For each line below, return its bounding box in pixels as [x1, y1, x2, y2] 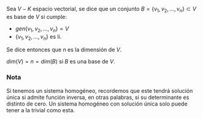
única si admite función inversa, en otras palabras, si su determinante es [6, 93, 190, 101]
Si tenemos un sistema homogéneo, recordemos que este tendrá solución [6, 87, 193, 94]
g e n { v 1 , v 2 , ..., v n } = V [15, 24, 69, 34]
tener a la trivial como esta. [6, 106, 75, 114]
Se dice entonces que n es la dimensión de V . [6, 46, 122, 54]
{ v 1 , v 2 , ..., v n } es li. [15, 33, 62, 41]
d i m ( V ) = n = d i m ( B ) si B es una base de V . [6, 58, 115, 65]
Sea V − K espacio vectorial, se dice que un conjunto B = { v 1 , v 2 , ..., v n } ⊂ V [6, 5, 197, 14]
